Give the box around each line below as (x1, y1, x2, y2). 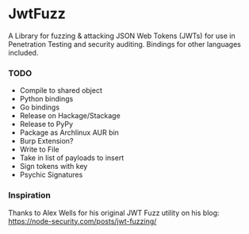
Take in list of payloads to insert (19, 153, 125, 163)
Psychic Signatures (19, 170, 83, 179)
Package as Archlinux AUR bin (19, 128, 119, 137)
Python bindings (19, 94, 74, 104)
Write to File (19, 144, 59, 155)
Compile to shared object (19, 86, 103, 95)
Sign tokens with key (19, 162, 88, 171)
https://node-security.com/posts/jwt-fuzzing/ (8, 216, 157, 226)
